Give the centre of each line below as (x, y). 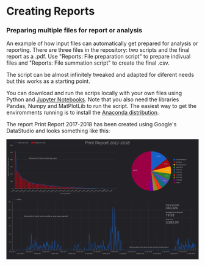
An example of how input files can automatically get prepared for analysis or (102, 43)
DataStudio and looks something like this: (58, 131)
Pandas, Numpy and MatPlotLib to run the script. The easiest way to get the (102, 106)
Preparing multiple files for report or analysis (74, 31)
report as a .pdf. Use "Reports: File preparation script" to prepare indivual (99, 57)
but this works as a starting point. (48, 81)
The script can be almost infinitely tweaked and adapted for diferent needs (100, 75)
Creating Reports (51, 11)
